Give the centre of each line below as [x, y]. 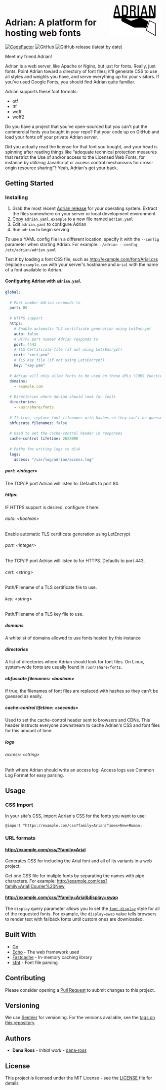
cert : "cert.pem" [32, 355]
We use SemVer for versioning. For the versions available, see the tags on [80, 1018]
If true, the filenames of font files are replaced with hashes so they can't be [82, 691]
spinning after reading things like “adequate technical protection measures [81, 152]
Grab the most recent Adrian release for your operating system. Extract [84, 208]
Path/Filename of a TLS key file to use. [44, 614]
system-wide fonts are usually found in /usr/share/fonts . [64, 667]
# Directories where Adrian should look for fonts [63, 397]
